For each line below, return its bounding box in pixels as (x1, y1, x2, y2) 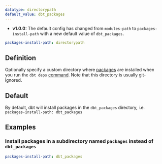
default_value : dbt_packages (5, 12, 65, 17)
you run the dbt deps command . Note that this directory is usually (5, 72, 138, 78)
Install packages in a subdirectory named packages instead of (5, 138, 154, 145)
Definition (5, 54, 36, 62)
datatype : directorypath (5, 7, 56, 12)
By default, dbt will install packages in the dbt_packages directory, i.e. (5, 104, 145, 110)
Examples (5, 123, 36, 131)
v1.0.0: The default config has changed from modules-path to (12, 25, 136, 31)
